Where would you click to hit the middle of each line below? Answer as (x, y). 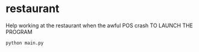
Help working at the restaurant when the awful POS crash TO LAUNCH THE (99, 25)
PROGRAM (19, 31)
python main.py (25, 43)
